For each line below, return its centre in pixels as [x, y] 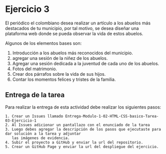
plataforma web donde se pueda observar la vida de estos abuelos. [74, 33]
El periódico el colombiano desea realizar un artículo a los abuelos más [78, 23]
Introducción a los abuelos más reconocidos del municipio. [73, 53]
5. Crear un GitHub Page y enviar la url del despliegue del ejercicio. [82, 147]
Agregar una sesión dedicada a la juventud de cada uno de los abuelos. [86, 63]
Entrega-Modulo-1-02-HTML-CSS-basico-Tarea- [112, 116]
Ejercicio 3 [27, 9]
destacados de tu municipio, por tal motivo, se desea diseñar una [72, 28]
